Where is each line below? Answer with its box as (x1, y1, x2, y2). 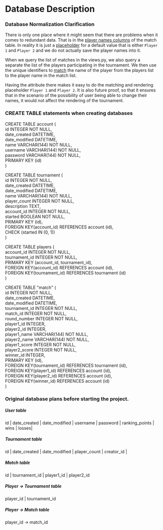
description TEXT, (5, 203, 41, 209)
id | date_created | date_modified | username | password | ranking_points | (5, 420, 154, 426)
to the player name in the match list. (5, 72, 77, 79)
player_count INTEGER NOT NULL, (5, 198, 74, 204)
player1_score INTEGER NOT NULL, (5, 341, 76, 348)
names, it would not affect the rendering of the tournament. (5, 98, 124, 104)
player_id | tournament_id (5, 495, 56, 502)
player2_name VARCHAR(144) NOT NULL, (5, 336, 89, 342)
